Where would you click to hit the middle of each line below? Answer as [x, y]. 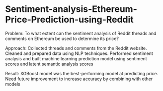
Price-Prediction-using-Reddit [70, 20]
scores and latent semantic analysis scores [49, 64]
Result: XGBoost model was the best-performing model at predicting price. [81, 73]
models [13, 84]
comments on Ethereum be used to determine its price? [62, 39]
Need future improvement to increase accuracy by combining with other [79, 79]
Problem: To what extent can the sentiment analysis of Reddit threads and [81, 33]
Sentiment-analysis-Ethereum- [71, 9]
